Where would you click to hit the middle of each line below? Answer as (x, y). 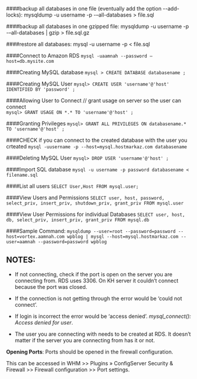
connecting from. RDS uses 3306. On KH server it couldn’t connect (96, 281)
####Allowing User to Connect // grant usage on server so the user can (94, 101)
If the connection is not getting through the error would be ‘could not (98, 298)
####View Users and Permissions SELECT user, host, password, (85, 198)
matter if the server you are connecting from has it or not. (85, 340)
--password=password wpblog (72, 242)
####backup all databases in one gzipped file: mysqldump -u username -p (98, 26)
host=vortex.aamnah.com (35, 237)
